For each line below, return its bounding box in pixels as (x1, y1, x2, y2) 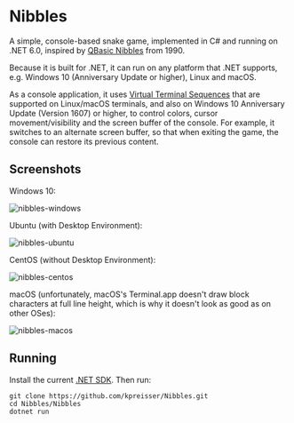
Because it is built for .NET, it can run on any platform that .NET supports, (9, 62, 278, 73)
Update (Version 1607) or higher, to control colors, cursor (9, 108, 219, 118)
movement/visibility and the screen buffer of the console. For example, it (9, 117, 275, 128)
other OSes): (9, 307, 56, 318)
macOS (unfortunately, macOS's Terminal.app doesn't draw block (9, 289, 250, 299)
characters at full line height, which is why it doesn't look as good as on (9, 298, 271, 308)
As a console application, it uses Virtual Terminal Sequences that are (9, 89, 260, 100)
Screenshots (9, 162, 82, 177)
